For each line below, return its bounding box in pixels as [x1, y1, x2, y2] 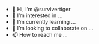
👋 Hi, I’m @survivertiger [11, 6, 71, 12]
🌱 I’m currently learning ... [11, 18, 76, 25]
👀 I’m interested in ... [11, 12, 63, 19]
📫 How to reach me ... [11, 32, 68, 38]
